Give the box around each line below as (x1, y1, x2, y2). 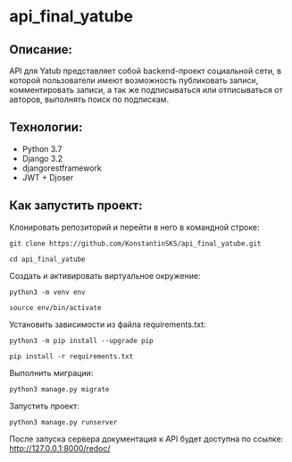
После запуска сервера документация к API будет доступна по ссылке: (9, 433, 284, 444)
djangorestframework (21, 163, 102, 173)
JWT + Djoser (21, 172, 74, 182)
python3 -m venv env (9, 288, 87, 297)
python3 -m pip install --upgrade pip (9, 336, 154, 345)
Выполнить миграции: (9, 367, 94, 378)
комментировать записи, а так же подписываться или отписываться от (9, 85, 283, 95)
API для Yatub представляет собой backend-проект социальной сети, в (9, 65, 282, 76)
